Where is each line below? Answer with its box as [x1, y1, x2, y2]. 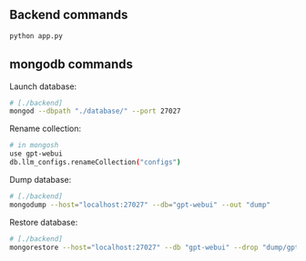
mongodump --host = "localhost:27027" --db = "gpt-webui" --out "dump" [9, 200, 271, 209]
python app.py [9, 31, 64, 40]
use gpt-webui [9, 149, 64, 158]
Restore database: [9, 216, 78, 227]
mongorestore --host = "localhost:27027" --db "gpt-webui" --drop [9, 243, 259, 252]
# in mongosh [9, 141, 59, 150]
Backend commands [9, 7, 128, 23]
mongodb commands [9, 56, 134, 72]
